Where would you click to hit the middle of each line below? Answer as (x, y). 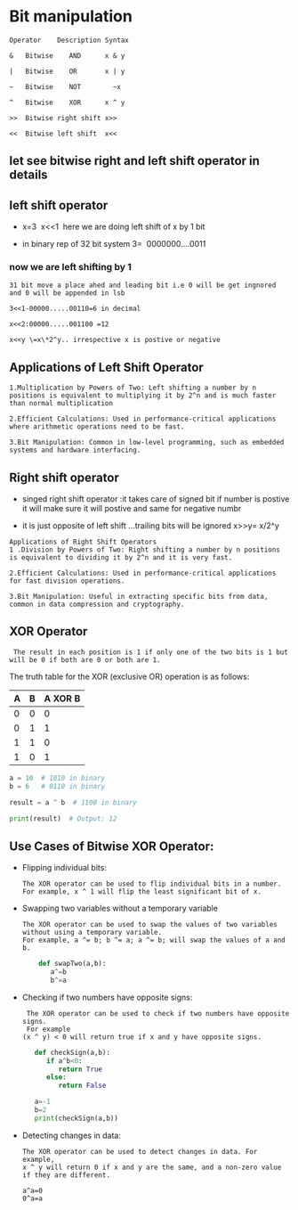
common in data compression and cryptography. (97, 605)
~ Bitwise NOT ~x (65, 86)
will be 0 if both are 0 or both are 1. (85, 660)
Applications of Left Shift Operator (107, 367)
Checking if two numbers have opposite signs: (107, 997)
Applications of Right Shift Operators (83, 542)
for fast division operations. (67, 581)
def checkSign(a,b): (72, 1052)
